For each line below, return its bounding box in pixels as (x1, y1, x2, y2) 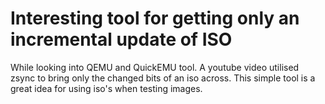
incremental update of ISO (10, 28, 233, 51)
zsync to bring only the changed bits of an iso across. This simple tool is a (10, 72, 316, 84)
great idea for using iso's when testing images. (10, 82, 203, 94)
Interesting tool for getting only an (10, 7, 300, 30)
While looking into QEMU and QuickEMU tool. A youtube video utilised (10, 61, 300, 73)
